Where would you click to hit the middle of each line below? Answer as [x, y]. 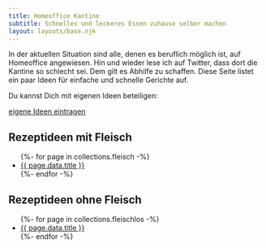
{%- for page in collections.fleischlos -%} [90, 219]
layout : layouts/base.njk [52, 31]
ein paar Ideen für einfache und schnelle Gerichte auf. [99, 80]
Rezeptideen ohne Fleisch [75, 200]
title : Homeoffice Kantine [54, 16]
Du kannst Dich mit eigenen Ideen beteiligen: [83, 96]
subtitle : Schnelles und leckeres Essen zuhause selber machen [118, 24]
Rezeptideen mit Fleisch [70, 137]
